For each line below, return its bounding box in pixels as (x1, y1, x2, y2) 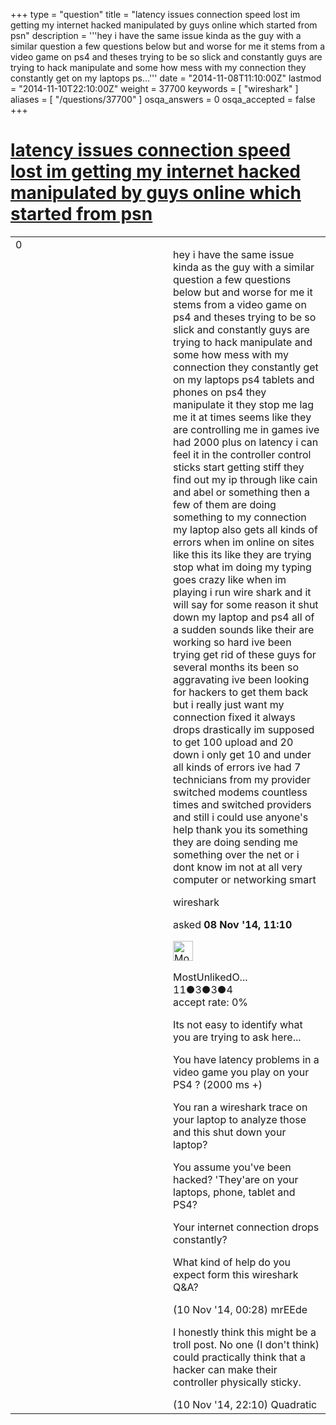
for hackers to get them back (173, 685, 309, 699)
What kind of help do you (173, 1255, 291, 1269)
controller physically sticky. (173, 1375, 302, 1389)
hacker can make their (173, 1362, 278, 1376)
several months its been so (173, 660, 300, 674)
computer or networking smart (173, 872, 317, 886)
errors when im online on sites (173, 535, 315, 549)
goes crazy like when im (173, 572, 287, 586)
